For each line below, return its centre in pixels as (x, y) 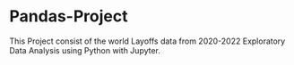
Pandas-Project (69, 16)
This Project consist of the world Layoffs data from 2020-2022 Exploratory (147, 41)
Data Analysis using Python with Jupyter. (85, 50)
